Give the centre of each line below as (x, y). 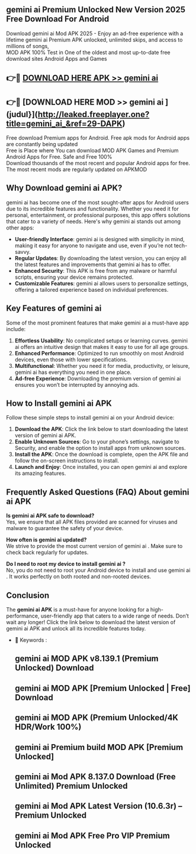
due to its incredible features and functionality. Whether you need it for (92, 209)
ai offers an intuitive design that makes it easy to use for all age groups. (102, 346)
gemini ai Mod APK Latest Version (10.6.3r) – (98, 806)
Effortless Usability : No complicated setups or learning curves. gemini (101, 341)
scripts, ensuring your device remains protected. (74, 277)
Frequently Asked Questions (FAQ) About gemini (98, 492)
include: (16, 329)
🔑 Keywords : (31, 640)
